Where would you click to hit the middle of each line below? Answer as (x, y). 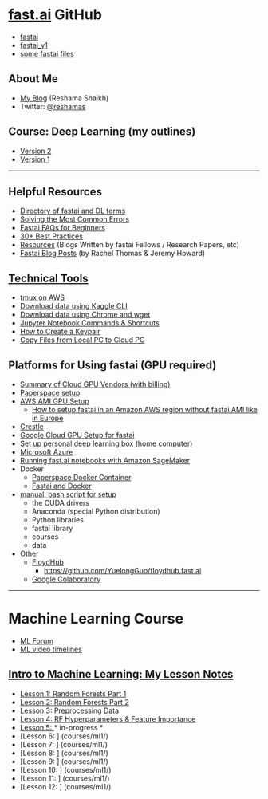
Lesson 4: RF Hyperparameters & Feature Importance (108, 718)
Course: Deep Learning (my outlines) (102, 132)
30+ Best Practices (51, 236)
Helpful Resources (55, 192)
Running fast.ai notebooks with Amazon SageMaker (104, 461)
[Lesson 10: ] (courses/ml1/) (65, 769)
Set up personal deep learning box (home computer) (106, 443)
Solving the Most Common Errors (75, 219)
